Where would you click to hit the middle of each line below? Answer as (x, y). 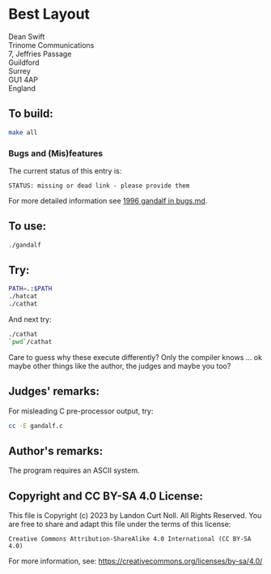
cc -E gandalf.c (36, 426)
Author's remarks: (56, 451)
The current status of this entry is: (65, 170)
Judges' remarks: (54, 391)
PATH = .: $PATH (30, 289)
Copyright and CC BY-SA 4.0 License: (106, 496)
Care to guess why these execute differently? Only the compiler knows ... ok (135, 357)
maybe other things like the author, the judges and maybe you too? (120, 366)
